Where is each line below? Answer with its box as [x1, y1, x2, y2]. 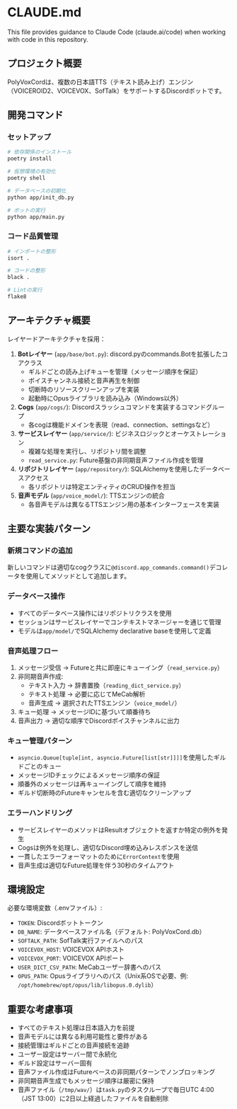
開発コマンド [7, 109, 64, 121]
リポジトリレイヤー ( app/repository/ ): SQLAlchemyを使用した [17, 464, 200, 473]
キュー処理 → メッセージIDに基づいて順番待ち [17, 708, 151, 716]
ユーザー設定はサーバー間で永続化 [17, 1050, 117, 1059]
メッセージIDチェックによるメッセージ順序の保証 [17, 771, 161, 779]
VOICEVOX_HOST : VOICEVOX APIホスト [17, 946, 125, 954]
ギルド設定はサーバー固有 [17, 1059, 93, 1067]
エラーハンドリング [7, 808, 73, 818]
